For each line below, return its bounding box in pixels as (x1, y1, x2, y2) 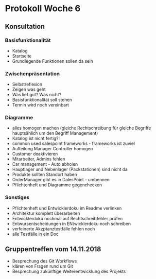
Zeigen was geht (12, 87, 46, 92)
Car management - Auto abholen (12, 161, 78, 167)
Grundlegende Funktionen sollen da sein (12, 58, 93, 64)
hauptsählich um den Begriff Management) (12, 130, 98, 136)
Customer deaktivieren (12, 151, 58, 157)
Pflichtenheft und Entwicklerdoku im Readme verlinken (12, 205, 122, 211)
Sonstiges (5, 194, 30, 201)
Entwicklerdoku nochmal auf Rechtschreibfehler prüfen (12, 215, 123, 221)
